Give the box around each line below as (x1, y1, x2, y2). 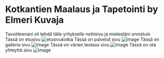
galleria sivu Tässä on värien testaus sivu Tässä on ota (5, 41, 156, 47)
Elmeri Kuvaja (5, 14, 64, 26)
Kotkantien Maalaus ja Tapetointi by (5, 4, 158, 15)
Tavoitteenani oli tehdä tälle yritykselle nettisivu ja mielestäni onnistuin (5, 31, 151, 37)
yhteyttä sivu (5, 47, 32, 53)
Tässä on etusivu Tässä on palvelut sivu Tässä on (5, 36, 159, 42)
